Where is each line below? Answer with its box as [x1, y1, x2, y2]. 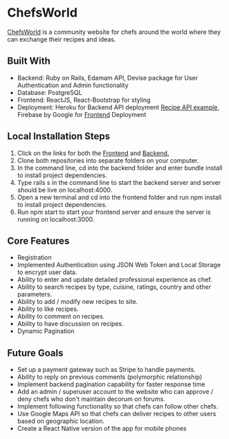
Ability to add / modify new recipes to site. [17, 298, 138, 306]
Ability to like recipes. [17, 305, 79, 313]
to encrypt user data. [17, 268, 77, 276]
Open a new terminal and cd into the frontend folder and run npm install [17, 192, 222, 201]
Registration [17, 253, 52, 262]
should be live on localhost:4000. [17, 186, 113, 194]
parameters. [17, 290, 53, 298]
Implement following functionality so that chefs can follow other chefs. [17, 402, 219, 411]
